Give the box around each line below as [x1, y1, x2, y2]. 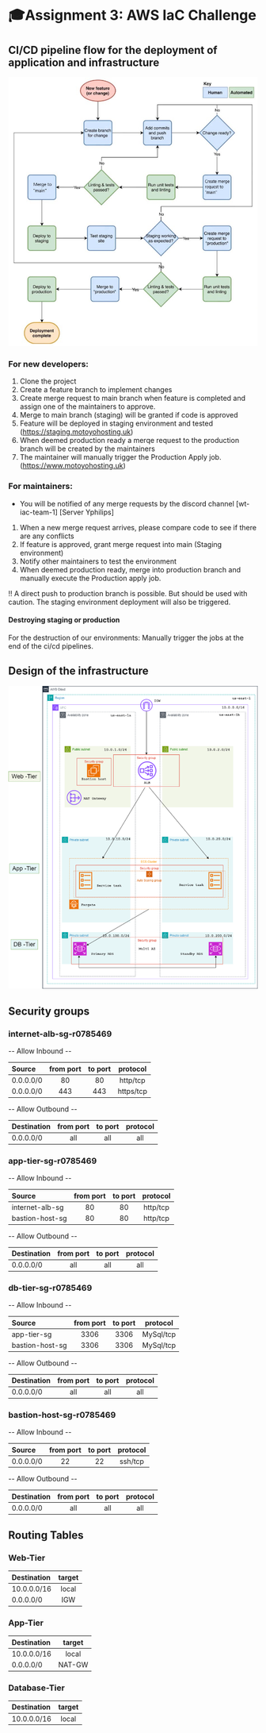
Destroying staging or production [8, 615, 120, 625]
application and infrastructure [8, 56, 160, 69]
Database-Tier [8, 1682, 65, 1693]
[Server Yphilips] [59, 507, 115, 517]
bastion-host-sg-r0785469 [8, 1409, 116, 1420]
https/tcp [117, 1087, 148, 1096]
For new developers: [8, 358, 89, 369]
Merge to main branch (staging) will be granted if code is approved [19, 410, 239, 420]
